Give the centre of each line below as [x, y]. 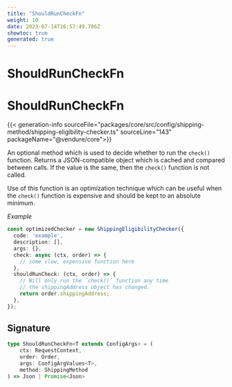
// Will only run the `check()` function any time [94, 281]
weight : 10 [23, 20]
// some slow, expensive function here [77, 261]
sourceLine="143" [146, 132]
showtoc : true [28, 33]
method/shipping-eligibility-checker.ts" [63, 132]
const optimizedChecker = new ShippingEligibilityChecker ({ [96, 230]
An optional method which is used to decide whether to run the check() [109, 153]
